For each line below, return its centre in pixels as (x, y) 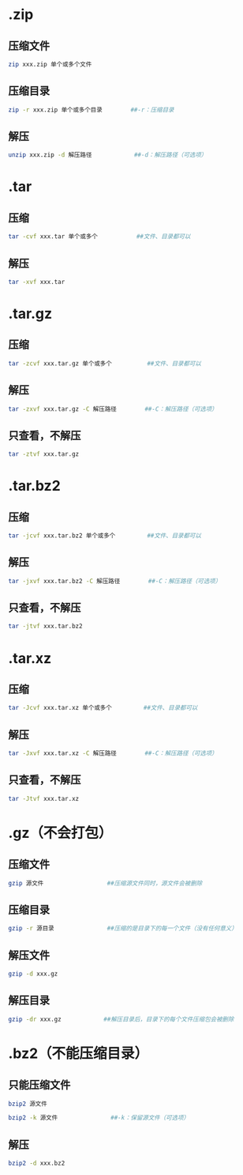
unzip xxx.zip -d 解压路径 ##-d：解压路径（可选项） (108, 155)
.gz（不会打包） (60, 833)
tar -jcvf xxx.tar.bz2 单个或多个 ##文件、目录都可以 (105, 536)
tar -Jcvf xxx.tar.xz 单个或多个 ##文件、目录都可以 (103, 708)
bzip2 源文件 (28, 1104)
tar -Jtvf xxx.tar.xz (44, 798)
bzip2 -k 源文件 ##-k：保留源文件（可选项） (99, 1118)
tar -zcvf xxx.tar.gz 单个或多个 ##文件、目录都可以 (105, 363)
